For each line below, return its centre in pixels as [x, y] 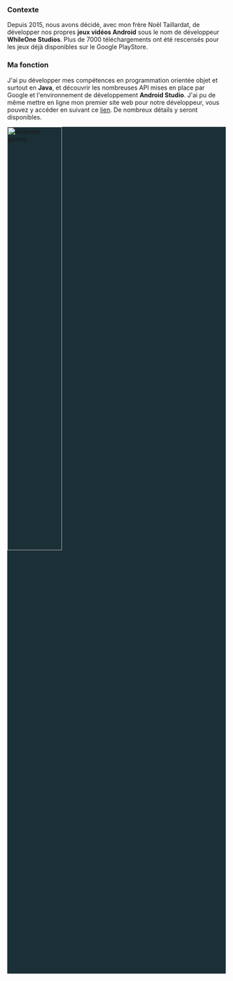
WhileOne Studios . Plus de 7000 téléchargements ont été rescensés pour [113, 40]
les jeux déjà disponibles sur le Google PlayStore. [78, 47]
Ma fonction [28, 65]
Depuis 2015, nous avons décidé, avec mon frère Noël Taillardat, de [103, 25]
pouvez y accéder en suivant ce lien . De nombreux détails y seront [103, 110]
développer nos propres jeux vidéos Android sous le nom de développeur [113, 32]
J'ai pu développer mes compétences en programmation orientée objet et [113, 80]
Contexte [23, 10]
